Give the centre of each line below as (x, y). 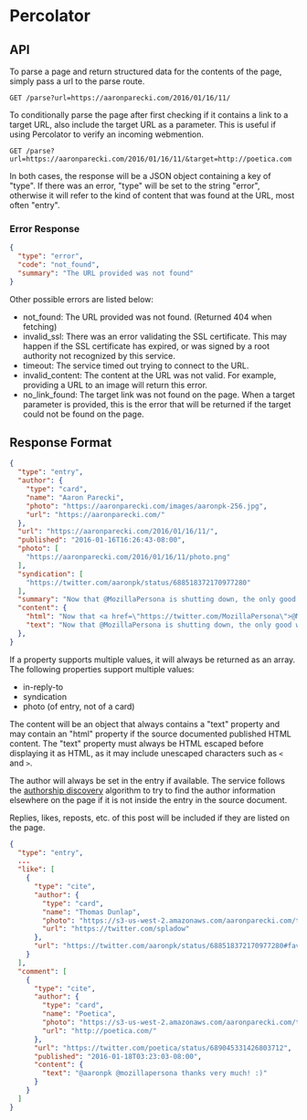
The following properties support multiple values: (102, 669)
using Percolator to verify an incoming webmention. (106, 134)
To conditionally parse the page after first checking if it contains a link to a (149, 115)
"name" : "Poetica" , (79, 1014)
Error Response (45, 228)
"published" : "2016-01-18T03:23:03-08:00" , (118, 1056)
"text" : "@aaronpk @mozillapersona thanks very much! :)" (155, 1073)
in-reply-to (43, 687)
